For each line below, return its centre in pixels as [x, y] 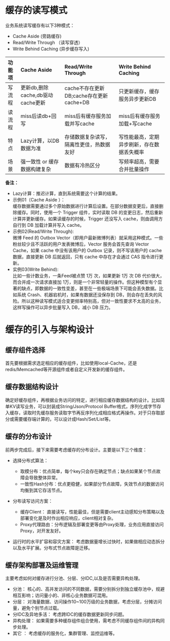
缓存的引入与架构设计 [50, 330]
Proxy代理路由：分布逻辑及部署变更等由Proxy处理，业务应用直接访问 [92, 524]
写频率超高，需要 [139, 162]
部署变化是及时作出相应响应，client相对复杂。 [68, 518]
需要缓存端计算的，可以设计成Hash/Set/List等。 [64, 419]
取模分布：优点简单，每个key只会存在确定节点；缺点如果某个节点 [88, 471]
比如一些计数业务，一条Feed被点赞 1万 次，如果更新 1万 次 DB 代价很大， [88, 275]
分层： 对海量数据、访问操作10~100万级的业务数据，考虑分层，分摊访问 [87, 602]
